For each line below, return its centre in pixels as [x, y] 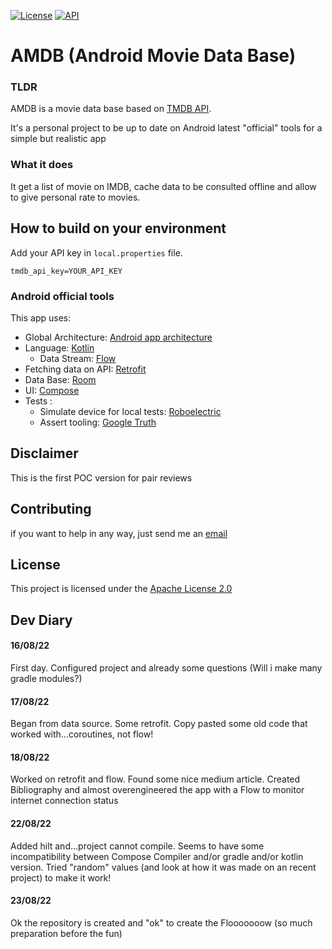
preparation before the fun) [66, 933]
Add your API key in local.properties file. [96, 252]
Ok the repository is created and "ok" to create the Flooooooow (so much [161, 922]
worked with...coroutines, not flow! [82, 734]
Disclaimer [44, 453]
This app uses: [41, 317]
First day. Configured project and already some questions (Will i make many [166, 667]
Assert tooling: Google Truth [98, 422]
